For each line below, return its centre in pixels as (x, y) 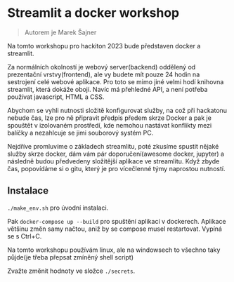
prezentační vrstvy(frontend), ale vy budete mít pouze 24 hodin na (104, 74)
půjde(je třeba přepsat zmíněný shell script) (71, 257)
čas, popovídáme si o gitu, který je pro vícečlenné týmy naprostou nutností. (116, 168)
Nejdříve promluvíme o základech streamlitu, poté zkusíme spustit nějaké (113, 146)
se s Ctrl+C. (25, 236)
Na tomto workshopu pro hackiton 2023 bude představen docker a (104, 46)
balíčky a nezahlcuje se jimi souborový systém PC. (80, 133)
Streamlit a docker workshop (93, 13)
